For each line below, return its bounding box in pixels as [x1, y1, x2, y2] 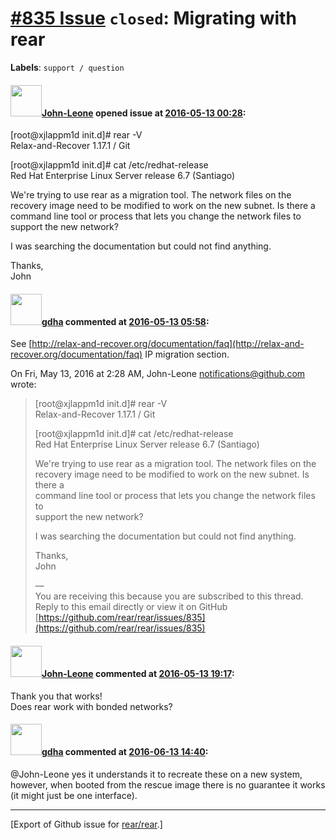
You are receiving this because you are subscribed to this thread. [34, 590, 304, 602]
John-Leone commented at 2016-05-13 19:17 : [41, 667, 235, 679]
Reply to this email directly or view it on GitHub [34, 601, 228, 613]
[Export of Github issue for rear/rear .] [10, 818, 163, 830]
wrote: [10, 378, 37, 391]
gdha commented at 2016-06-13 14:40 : [41, 746, 209, 758]
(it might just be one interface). [10, 789, 138, 801]
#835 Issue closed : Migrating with [10, 7, 297, 30]
